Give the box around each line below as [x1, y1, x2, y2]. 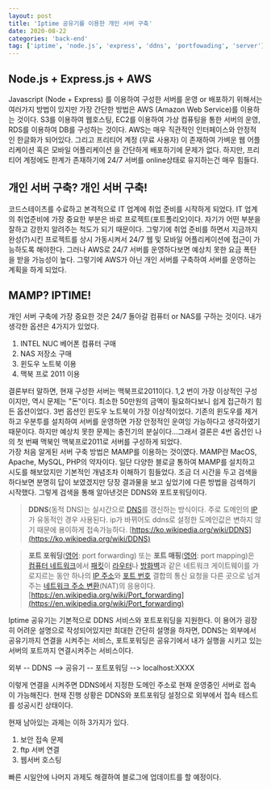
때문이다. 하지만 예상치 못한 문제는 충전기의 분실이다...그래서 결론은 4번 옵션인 [8, 426, 254, 436]
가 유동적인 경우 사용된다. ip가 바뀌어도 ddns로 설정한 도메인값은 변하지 [27, 515, 253, 524]
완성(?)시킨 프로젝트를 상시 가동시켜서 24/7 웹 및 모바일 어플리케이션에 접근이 [8, 234, 252, 244]
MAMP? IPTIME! [8, 289, 91, 303]
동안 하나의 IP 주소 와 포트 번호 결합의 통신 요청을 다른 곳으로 [56, 571, 246, 580]
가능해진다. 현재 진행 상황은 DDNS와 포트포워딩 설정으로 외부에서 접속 [16, 689, 237, 700]
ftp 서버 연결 [19, 744, 60, 754]
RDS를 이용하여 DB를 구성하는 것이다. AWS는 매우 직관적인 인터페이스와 [8, 125, 236, 134]
